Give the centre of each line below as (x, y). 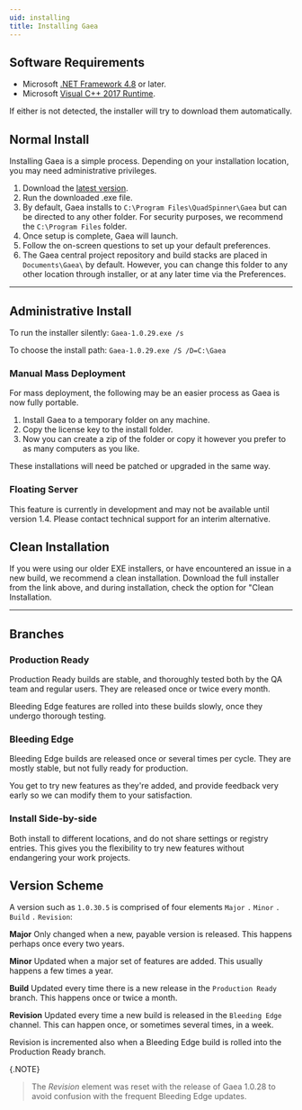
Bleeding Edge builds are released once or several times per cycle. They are (151, 759)
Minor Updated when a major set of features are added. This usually (136, 961)
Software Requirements (77, 63)
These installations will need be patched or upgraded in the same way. (140, 466)
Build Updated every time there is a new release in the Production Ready (143, 988)
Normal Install (49, 139)
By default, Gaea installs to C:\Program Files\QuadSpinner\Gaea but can (155, 207)
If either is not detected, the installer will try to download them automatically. (151, 111)
